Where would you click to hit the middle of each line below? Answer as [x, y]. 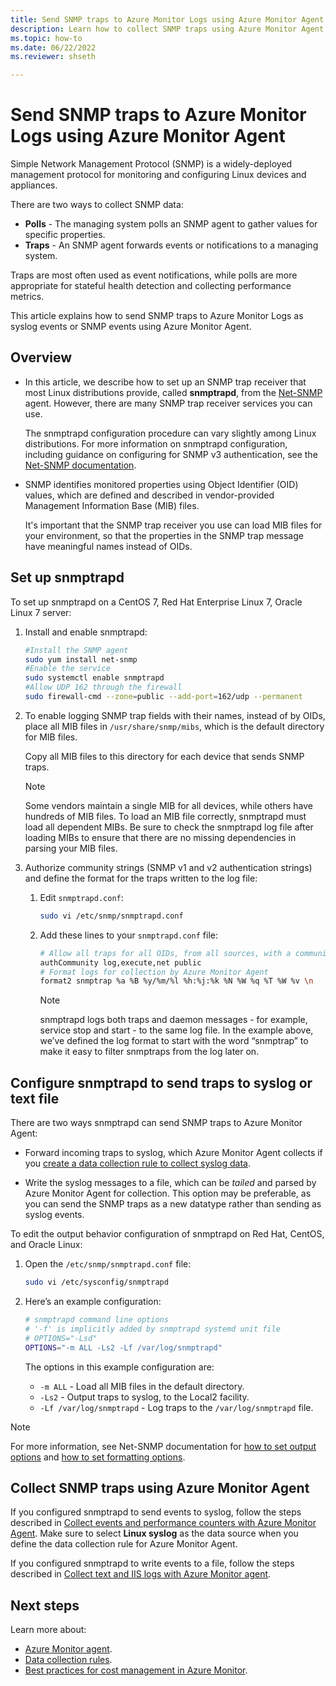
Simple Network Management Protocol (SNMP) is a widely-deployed [151, 164]
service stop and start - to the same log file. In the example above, [176, 1030]
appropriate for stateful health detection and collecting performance [151, 286]
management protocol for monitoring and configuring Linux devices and [158, 175]
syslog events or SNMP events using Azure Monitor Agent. [131, 327]
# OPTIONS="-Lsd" [61, 1338]
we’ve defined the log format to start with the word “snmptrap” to [174, 1041]
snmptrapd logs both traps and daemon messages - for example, [173, 1020]
